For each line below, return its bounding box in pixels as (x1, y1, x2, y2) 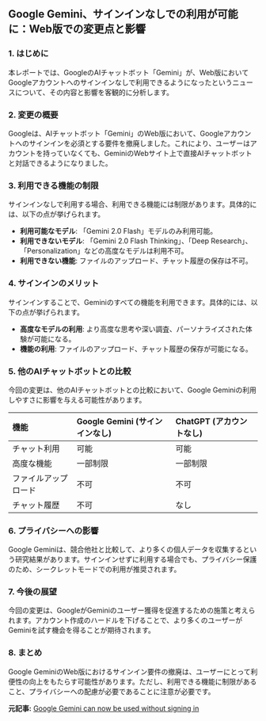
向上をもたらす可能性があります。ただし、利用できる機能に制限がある (28, 677, 257, 686)
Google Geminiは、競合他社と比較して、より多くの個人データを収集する (8, 545, 243, 555)
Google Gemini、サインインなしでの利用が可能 (8, 7, 239, 21)
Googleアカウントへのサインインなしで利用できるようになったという (8, 78, 233, 87)
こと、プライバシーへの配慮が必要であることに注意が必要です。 (8, 686, 215, 696)
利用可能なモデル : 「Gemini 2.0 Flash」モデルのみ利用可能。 (19, 227, 218, 236)
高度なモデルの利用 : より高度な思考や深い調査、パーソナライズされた (19, 324, 246, 334)
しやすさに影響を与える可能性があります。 (8, 395, 146, 404)
